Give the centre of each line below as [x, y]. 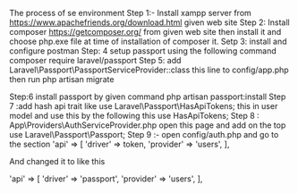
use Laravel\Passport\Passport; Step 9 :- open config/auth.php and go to [144, 134]
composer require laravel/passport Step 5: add [95, 60]
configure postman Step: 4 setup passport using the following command [143, 51]
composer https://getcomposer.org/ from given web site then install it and [145, 32]
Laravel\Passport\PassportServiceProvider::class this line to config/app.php [149, 70]
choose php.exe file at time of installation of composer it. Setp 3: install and [149, 41]
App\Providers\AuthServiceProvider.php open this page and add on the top [148, 125]
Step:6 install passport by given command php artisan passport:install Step [148, 96]
